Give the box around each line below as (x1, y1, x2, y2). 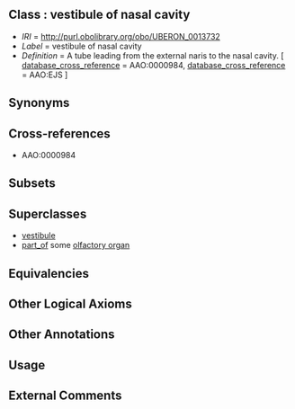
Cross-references (8, 126, 112, 141)
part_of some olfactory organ (21, 240, 130, 251)
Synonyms (8, 95, 70, 111)
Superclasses (8, 206, 87, 221)
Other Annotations (8, 327, 115, 342)
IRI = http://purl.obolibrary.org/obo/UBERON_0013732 (21, 31, 221, 41)
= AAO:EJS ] (21, 69, 68, 80)
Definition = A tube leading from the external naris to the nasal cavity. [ (21, 49, 284, 61)
